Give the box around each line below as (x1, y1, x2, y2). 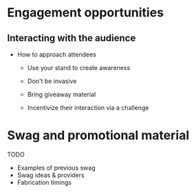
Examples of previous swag (17, 163, 96, 172)
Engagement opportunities (7, 5, 164, 21)
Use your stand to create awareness (27, 64, 131, 71)
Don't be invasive (27, 77, 77, 85)
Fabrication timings (17, 178, 72, 186)
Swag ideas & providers (17, 170, 85, 179)
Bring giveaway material (27, 91, 96, 98)
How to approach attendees (17, 50, 96, 58)
